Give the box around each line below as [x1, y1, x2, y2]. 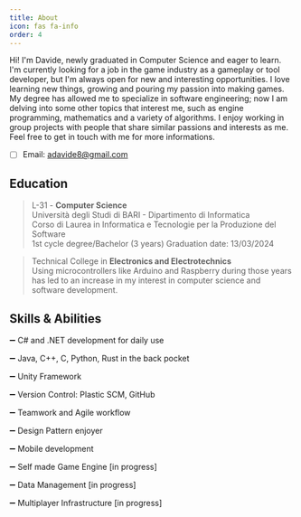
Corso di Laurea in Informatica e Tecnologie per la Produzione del [31, 219, 277, 230]
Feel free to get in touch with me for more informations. [9, 132, 215, 143]
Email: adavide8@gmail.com [22, 149, 128, 160]
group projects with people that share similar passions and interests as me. [9, 122, 289, 133]
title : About [9, 13, 59, 23]
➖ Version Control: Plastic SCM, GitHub [9, 390, 155, 400]
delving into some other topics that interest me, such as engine [9, 103, 244, 114]
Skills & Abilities [9, 311, 102, 326]
